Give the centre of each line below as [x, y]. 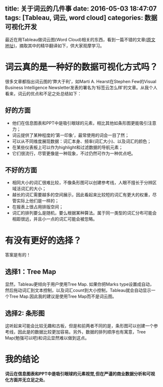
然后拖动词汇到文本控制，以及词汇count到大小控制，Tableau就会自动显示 [78, 290]
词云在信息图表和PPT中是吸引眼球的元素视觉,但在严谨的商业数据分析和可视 [80, 373]
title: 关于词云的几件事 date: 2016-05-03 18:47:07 [81, 9]
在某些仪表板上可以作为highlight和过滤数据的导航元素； [67, 147]
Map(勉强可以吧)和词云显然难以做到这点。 [47, 338]
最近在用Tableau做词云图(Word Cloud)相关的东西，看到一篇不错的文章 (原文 [80, 39]
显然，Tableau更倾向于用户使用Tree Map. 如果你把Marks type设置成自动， [80, 284]
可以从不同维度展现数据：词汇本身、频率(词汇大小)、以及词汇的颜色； [82, 141]
